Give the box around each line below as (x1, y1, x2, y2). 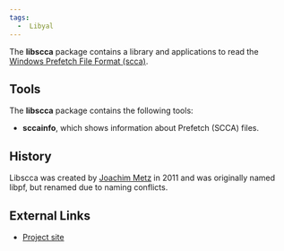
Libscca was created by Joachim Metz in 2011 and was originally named (9, 172, 276, 184)
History (9, 149, 52, 164)
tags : (9, 13, 30, 22)
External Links (9, 208, 91, 223)
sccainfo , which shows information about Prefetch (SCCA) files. (22, 123, 260, 134)
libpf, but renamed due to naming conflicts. (9, 182, 168, 193)
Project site (22, 231, 65, 242)
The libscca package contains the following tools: (9, 105, 194, 117)
